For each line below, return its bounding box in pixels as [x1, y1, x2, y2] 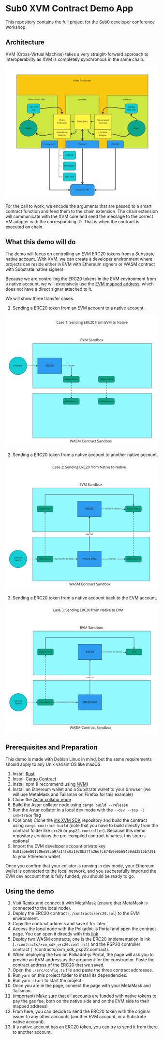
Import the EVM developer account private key [12, 843, 106, 849]
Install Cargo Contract [12, 776, 57, 782]
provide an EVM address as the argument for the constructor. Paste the [12, 957, 155, 963]
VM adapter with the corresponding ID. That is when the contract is [5, 218, 140, 224]
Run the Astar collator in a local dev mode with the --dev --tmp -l [12, 807, 145, 812]
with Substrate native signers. [5, 266, 65, 272]
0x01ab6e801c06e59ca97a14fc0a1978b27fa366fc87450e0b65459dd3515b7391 [12, 849, 156, 854]
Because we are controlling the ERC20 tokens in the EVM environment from [5, 276, 156, 282]
